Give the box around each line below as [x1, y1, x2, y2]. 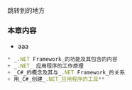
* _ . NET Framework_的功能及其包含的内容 [7, 56, 118, 63]
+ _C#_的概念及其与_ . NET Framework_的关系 [7, 69, 126, 77]
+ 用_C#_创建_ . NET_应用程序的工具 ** [7, 75, 105, 83]
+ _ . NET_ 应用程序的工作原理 [7, 62, 84, 69]
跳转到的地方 [7, 6, 45, 14]
